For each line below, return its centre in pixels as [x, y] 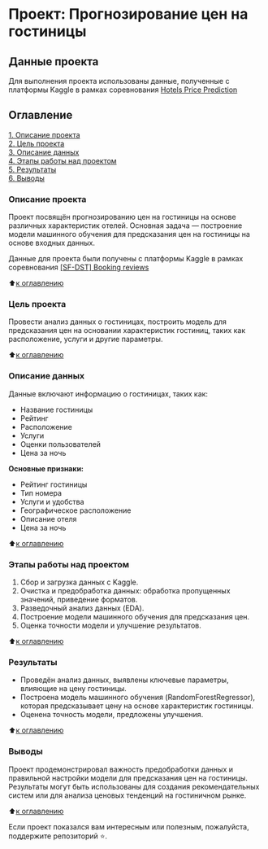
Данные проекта [54, 61]
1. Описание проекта [44, 134]
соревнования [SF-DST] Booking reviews [79, 267]
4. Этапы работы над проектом [63, 160]
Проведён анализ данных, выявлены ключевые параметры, [124, 680]
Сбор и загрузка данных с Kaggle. [79, 582]
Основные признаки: [46, 468]
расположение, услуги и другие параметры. [86, 339]
